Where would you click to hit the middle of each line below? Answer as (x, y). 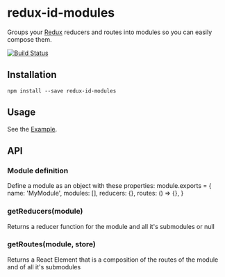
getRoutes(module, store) (51, 244)
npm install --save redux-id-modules (62, 91)
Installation (32, 75)
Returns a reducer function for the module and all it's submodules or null (111, 226)
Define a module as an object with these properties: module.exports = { (109, 186)
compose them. (30, 39)
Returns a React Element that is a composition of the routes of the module (113, 260)
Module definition (38, 171)
